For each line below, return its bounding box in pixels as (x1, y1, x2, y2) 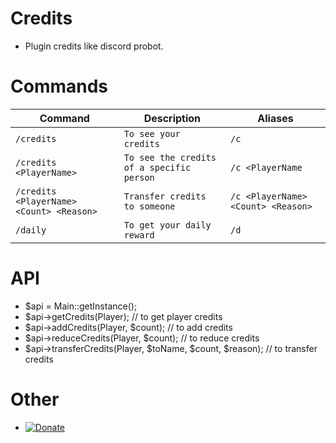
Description (143, 111, 202, 125)
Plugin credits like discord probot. (24, 40, 164, 52)
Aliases (257, 111, 294, 125)
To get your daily (123, 219, 212, 231)
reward (123, 229, 155, 241)
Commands (10, 75, 109, 98)
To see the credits (123, 152, 217, 163)
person (123, 172, 155, 183)
